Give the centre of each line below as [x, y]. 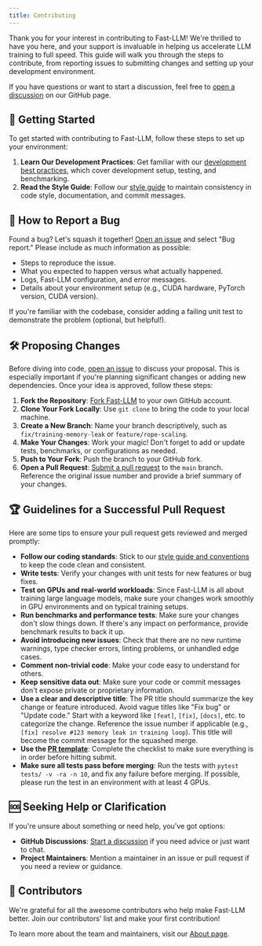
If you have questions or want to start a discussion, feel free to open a [122, 87]
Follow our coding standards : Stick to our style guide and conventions [135, 556]
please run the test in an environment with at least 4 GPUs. [115, 782]
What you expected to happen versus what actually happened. [122, 272]
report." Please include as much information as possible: [100, 248]
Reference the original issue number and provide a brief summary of [131, 476]
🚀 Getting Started [52, 120]
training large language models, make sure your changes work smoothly [137, 598]
